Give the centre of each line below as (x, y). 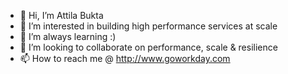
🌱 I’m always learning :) (68, 36)
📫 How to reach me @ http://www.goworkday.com (125, 58)
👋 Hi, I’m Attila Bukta (61, 15)
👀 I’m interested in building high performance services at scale (148, 26)
